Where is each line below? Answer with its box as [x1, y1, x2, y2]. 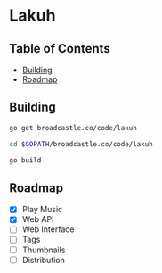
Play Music [21, 204, 63, 215]
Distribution [21, 254, 65, 265]
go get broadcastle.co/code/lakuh [9, 123, 138, 132]
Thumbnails [21, 244, 66, 255]
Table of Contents [9, 41, 111, 56]
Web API [21, 214, 54, 225]
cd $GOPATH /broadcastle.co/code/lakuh [9, 139, 153, 148]
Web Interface [21, 224, 75, 235]
